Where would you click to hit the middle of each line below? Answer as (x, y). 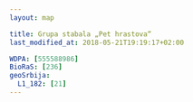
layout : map (32, 18)
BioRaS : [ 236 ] (36, 67)
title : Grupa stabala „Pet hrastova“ (81, 34)
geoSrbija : (30, 76)
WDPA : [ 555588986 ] (44, 59)
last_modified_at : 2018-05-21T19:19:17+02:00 (96, 42)
